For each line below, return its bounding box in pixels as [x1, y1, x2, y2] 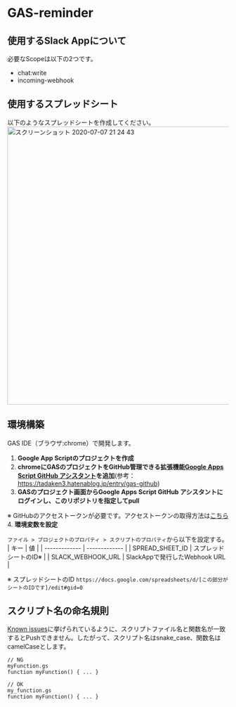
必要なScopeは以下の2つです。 [7, 55, 97, 63]
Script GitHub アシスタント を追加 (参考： [17, 471, 136, 479]
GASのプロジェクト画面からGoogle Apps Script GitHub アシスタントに [17, 487, 223, 496]
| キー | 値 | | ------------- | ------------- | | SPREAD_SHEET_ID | [7, 543, 192, 552]
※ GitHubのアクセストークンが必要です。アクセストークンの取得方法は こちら [7, 511, 229, 519]
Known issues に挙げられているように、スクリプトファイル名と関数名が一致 [7, 625, 226, 633]
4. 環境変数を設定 [7, 520, 58, 528]
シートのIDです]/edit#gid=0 [7, 584, 83, 591]
